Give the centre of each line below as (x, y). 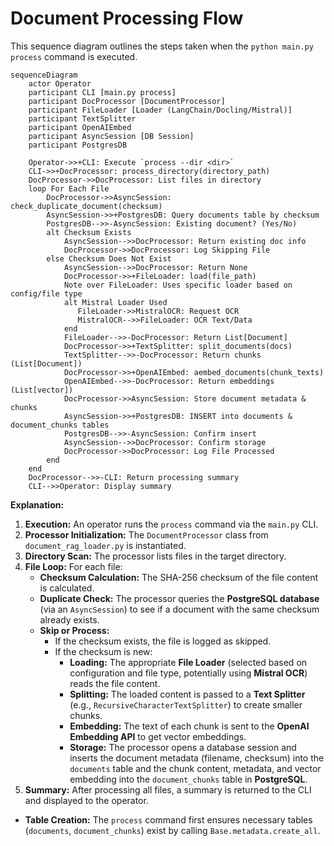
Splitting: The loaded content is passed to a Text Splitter (187, 694)
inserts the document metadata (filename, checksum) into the (197, 758)
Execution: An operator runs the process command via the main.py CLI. (171, 524)
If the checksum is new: (103, 651)
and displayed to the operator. (86, 800)
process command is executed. (74, 56)
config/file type (46, 293)
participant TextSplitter (82, 118)
